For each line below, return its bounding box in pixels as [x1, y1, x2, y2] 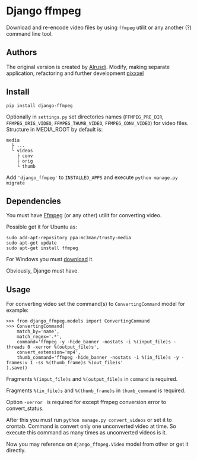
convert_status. [6, 405, 44, 412]
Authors [6, 48, 37, 58]
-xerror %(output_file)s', [32, 344, 100, 351]
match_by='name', [17, 328, 60, 334]
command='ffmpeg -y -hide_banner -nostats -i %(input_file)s [17, 339, 171, 345]
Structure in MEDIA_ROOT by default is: [6, 126, 103, 133]
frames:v [6, 360, 28, 366]
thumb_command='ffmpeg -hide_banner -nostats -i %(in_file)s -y [17, 355, 179, 361]
